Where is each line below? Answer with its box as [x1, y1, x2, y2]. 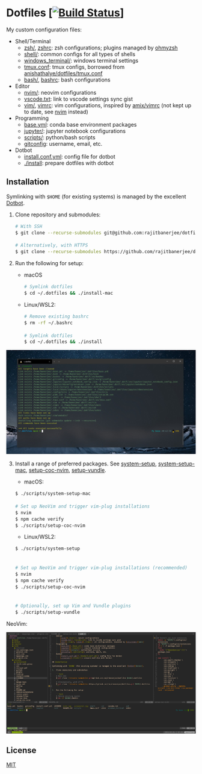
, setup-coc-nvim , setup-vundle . [25, 467, 106, 474]
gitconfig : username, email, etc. [23, 140, 103, 147]
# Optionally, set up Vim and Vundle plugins [14, 603, 131, 609]
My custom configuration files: [6, 26, 82, 33]
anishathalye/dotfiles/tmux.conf [23, 69, 103, 77]
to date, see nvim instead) [23, 108, 88, 115]
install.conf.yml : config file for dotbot [23, 153, 115, 160]
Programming [14, 115, 49, 122]
